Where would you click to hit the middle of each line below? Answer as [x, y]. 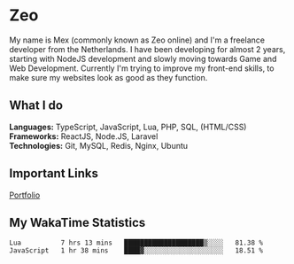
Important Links [54, 174]
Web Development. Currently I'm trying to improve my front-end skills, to [142, 68]
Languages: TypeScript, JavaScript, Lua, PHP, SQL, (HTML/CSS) [128, 127]
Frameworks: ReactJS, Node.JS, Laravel [84, 136]
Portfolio [25, 195]
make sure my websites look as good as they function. [108, 77]
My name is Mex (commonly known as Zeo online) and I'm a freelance [137, 40]
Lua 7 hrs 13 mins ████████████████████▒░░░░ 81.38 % [136, 243]
